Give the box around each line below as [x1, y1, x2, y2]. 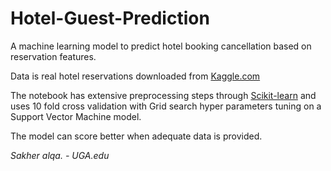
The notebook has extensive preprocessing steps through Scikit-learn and [10, 89, 317, 101]
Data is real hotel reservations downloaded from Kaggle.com [10, 70, 261, 82]
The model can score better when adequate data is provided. [10, 130, 263, 142]
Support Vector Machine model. [10, 110, 142, 122]
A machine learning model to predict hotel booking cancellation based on [10, 40, 312, 52]
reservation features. [10, 50, 97, 62]
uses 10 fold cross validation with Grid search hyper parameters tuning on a [10, 100, 322, 112]
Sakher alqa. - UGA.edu [10, 149, 110, 161]
